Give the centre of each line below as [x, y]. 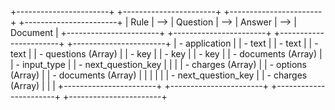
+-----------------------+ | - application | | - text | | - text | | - [192, 43]
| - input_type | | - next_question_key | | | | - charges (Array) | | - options [159, 64]
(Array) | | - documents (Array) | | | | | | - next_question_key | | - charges [159, 75]
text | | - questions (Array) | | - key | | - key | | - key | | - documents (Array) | [166, 54]
